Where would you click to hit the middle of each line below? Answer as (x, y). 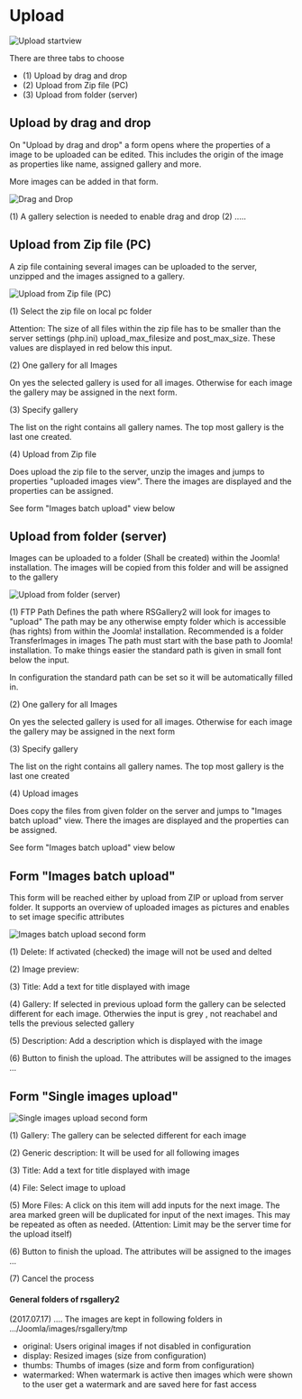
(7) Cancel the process (52, 1278)
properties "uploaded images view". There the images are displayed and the (151, 481)
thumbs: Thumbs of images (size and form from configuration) (138, 1366)
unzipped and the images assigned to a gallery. (97, 276)
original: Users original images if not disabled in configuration (137, 1346)
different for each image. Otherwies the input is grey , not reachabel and (143, 1014)
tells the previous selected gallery (72, 1023)
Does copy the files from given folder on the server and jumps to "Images (146, 811)
